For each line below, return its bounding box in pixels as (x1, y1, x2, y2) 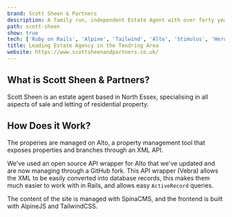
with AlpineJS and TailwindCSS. (7, 202, 98, 210)
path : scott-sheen (7, 23, 60, 30)
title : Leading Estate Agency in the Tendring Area (7, 42, 159, 49)
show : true (7, 29, 39, 37)
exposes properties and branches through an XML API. (7, 146, 164, 154)
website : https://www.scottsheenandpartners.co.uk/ (7, 49, 159, 56)
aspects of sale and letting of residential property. (7, 100, 149, 108)
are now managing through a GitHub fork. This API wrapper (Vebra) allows (7, 167, 219, 175)
